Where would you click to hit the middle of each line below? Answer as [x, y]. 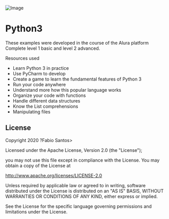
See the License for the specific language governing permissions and [79, 206]
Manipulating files [31, 112]
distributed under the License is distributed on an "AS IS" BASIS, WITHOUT [84, 191]
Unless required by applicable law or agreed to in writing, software [76, 185]
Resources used [22, 58]
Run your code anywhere [39, 84]
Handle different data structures [46, 101]
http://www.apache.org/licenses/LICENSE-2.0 [54, 175]
